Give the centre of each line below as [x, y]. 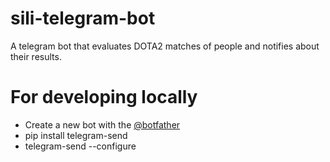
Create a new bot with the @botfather [102, 124]
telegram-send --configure [80, 146]
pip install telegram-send [76, 135]
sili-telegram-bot [83, 18]
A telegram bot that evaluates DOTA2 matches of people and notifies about [165, 46]
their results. [36, 56]
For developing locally [104, 97]
